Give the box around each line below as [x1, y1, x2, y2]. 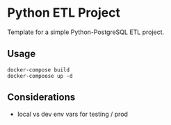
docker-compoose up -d [7, 72, 73, 79]
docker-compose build [7, 66, 70, 74]
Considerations [7, 92, 76, 103]
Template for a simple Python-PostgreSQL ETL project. [7, 28, 165, 36]
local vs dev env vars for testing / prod [17, 110, 129, 118]
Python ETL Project [7, 5, 120, 21]
